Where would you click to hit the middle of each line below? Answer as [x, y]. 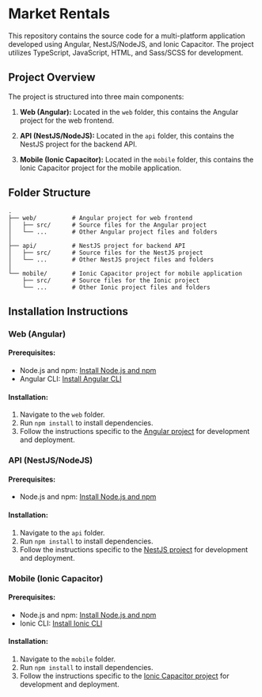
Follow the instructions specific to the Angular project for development [135, 432]
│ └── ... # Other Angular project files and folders [113, 232]
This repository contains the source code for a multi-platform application [127, 36]
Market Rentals [59, 14]
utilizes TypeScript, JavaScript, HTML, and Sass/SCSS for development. [126, 52]
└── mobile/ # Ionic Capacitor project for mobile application [125, 273]
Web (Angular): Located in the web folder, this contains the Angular [129, 112]
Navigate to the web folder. [62, 415]
